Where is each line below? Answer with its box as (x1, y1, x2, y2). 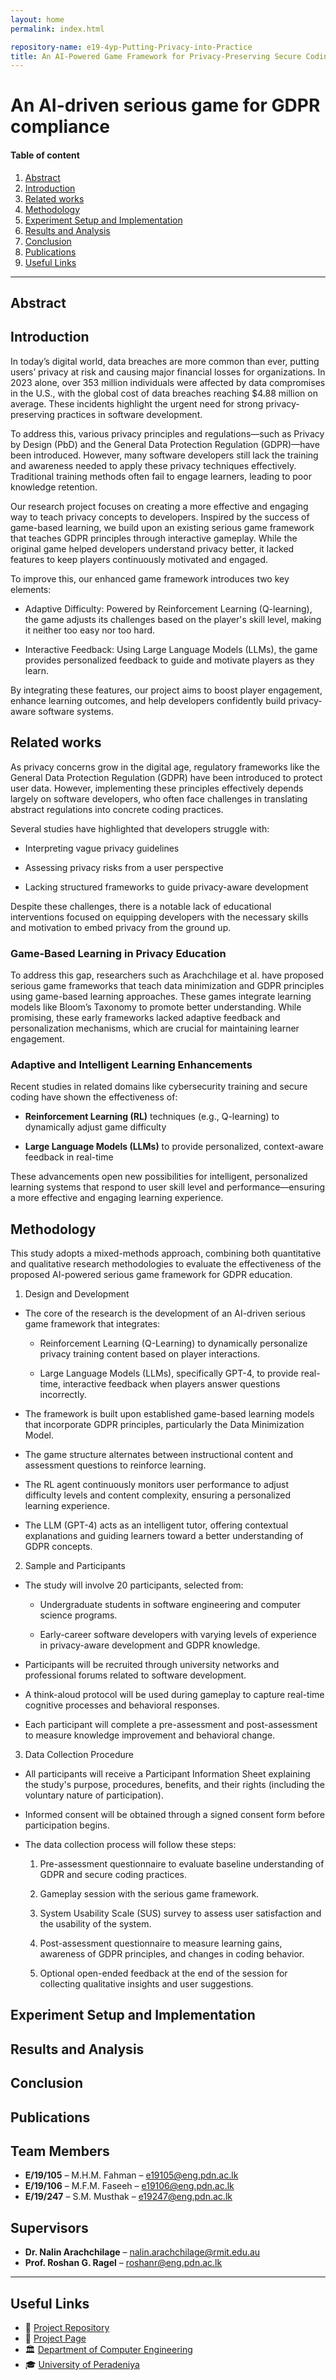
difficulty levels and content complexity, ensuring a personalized (24, 1489, 291, 1501)
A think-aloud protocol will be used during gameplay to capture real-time (24, 1689, 325, 1701)
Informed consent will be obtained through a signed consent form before (24, 1809, 325, 1821)
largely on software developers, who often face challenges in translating (10, 792, 308, 805)
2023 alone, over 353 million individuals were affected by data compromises (10, 376, 326, 388)
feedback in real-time (24, 1151, 114, 1163)
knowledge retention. (10, 481, 98, 493)
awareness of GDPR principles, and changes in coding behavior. (39, 1948, 305, 1960)
